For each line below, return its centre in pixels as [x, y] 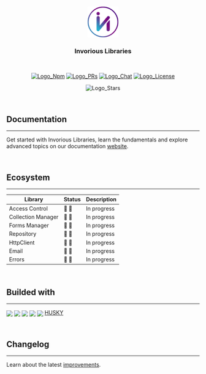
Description [101, 200]
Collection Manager [34, 217]
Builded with [31, 292]
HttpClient [22, 242]
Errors [17, 260]
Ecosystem [28, 177]
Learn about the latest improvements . [54, 365]
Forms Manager [29, 225]
